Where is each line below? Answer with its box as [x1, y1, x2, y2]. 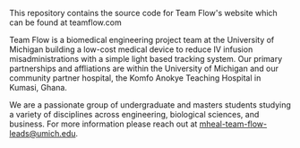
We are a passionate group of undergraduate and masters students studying [9, 100, 291, 110]
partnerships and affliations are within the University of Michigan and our [9, 63, 279, 74]
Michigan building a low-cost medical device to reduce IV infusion [9, 44, 253, 55]
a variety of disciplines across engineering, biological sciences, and [9, 109, 260, 119]
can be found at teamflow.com [9, 17, 123, 28]
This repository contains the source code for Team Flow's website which [9, 8, 278, 18]
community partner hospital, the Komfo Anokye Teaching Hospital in [9, 73, 261, 83]
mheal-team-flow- [199, 118, 267, 129]
